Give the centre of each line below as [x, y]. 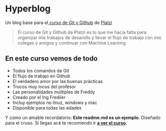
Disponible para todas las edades [47, 107]
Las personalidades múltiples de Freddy [54, 92]
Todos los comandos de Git [41, 70]
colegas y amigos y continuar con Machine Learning [72, 42]
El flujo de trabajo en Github [41, 76]
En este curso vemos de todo [51, 59]
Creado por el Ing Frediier [39, 97]
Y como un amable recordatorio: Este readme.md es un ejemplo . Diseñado [83, 117]
